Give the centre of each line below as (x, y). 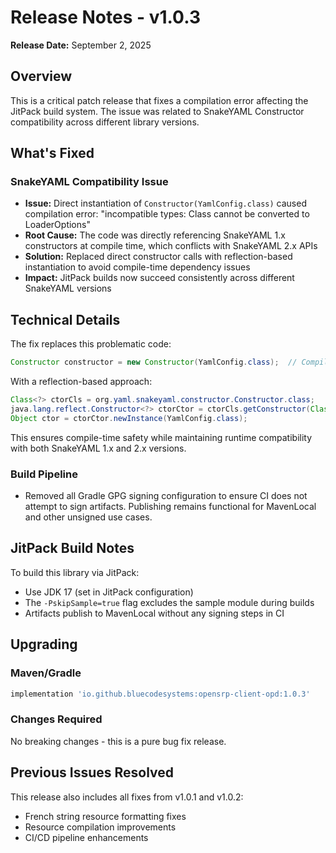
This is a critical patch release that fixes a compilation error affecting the (159, 100)
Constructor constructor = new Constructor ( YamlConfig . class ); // (154, 362)
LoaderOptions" (57, 225)
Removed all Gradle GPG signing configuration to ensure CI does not (166, 496)
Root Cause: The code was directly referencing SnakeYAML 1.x (155, 235)
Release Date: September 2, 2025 (81, 45)
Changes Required (56, 719)
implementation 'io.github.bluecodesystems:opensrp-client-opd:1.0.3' (160, 694)
